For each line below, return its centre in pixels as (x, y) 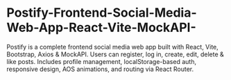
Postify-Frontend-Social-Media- (102, 13)
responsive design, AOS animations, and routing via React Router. (100, 69)
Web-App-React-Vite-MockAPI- (102, 27)
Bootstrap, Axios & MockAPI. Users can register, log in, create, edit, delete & (115, 54)
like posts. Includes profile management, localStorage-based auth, (102, 61)
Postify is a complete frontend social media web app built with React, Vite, (113, 47)
